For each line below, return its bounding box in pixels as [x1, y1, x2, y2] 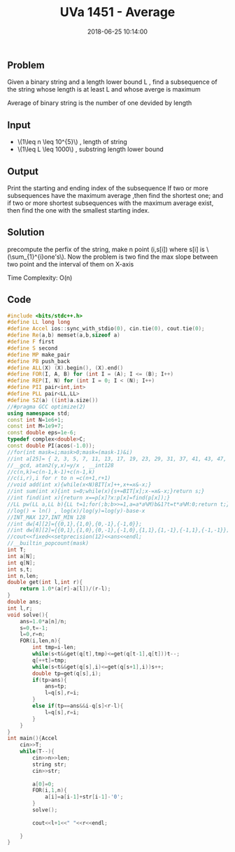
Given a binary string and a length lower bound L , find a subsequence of [7, 78, 218, 86]
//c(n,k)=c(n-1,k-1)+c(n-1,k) [7, 468, 96, 476]
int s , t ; [7, 566, 33, 573]
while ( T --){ [20, 748, 55, 755]
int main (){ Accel [7, 735, 58, 742]
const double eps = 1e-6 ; [7, 429, 77, 436]
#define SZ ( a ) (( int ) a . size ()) [7, 397, 99, 404]
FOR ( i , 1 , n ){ [32, 787, 68, 794]
